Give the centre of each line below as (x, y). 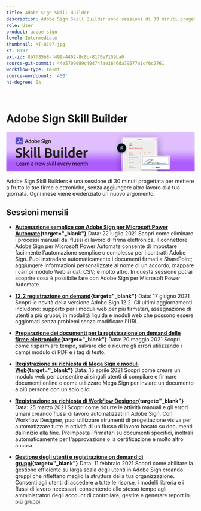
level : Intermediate (32, 38)
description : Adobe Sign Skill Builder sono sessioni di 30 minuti (92, 19)
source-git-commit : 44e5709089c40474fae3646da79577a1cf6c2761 (85, 63)
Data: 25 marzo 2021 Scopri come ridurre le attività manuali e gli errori (101, 407)
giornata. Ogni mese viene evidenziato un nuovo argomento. (81, 193)
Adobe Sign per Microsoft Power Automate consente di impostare (96, 246)
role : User (20, 25)
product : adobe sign (32, 32)
